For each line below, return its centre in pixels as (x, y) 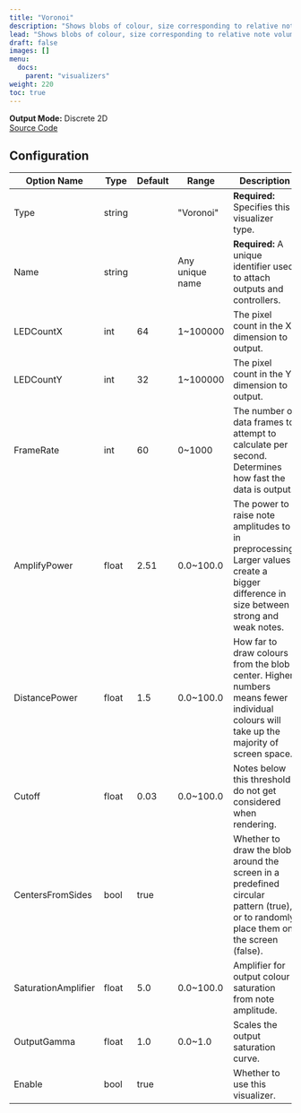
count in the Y (262, 375)
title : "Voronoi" (42, 17)
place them (256, 928)
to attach (251, 278)
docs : (28, 68)
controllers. (257, 300)
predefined (256, 884)
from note (254, 999)
